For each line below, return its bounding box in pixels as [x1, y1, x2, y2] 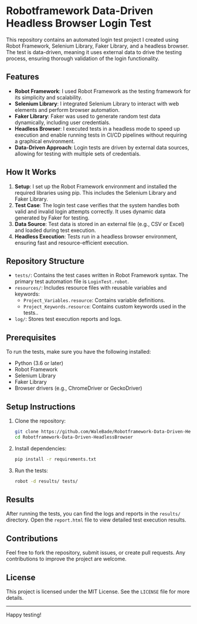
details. [6, 594, 24, 601]
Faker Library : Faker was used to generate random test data [14, 112, 161, 120]
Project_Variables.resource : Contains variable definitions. [23, 297, 165, 304]
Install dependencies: [14, 444, 67, 452]
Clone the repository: [14, 417, 66, 424]
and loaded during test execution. [14, 227, 96, 234]
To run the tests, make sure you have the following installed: [6, 348, 151, 356]
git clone [14, 429, 39, 434]
